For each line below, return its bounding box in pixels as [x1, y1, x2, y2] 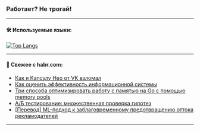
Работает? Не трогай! [6, 5, 72, 13]
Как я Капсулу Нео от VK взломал [14, 74, 102, 82]
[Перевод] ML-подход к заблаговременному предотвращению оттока [14, 106, 194, 113]
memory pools [14, 93, 51, 100]
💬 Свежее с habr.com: [6, 61, 63, 68]
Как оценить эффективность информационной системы [14, 80, 158, 88]
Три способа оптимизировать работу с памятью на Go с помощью [14, 87, 186, 94]
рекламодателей [14, 112, 58, 119]
